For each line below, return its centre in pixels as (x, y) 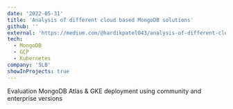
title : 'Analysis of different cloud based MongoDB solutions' (101, 20)
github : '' (23, 26)
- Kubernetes (32, 59)
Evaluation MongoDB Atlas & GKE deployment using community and (104, 91)
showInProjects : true (38, 71)
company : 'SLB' (29, 65)
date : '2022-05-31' (35, 13)
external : (21, 33)
